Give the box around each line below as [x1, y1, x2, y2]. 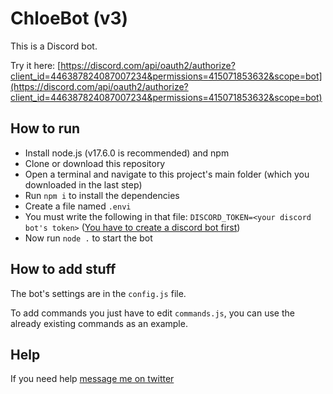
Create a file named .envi [24, 200, 132, 212]
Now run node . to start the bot [24, 232, 153, 244]
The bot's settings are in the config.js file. [10, 287, 187, 299]
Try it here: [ [10, 59, 62, 71]
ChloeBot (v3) [10, 7, 129, 30]
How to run [10, 120, 81, 137]
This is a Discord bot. [10, 40, 98, 52]
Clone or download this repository [24, 157, 166, 169]
